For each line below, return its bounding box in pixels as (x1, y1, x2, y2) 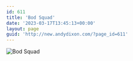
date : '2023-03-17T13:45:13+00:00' (6, 20, 96, 26)
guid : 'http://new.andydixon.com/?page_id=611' (6, 31, 129, 37)
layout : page (6, 25, 39, 32)
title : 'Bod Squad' (6, 14, 56, 21)
